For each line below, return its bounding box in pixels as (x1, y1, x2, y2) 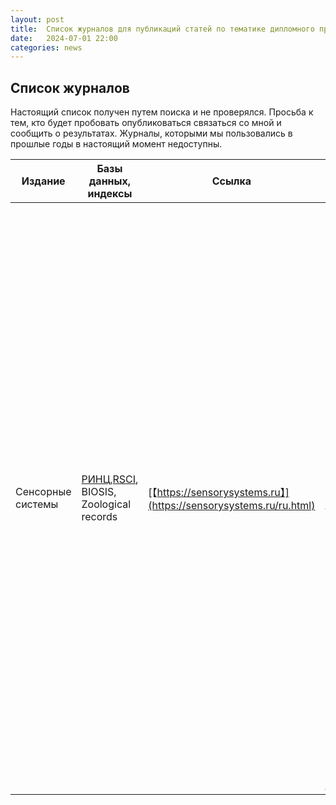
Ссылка (211, 174, 252, 188)
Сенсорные (15, 485, 72, 499)
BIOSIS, (81, 485, 117, 499)
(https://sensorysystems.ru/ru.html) (148, 499, 316, 513)
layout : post (10, 14, 65, 25)
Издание (21, 174, 66, 188)
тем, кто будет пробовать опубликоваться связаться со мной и (10, 117, 282, 129)
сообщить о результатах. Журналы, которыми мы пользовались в (10, 127, 293, 140)
